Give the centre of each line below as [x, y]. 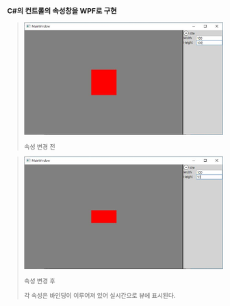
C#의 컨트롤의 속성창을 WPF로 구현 [62, 10]
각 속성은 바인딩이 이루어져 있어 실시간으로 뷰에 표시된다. [100, 295]
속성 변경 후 [40, 281]
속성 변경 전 [40, 146]
